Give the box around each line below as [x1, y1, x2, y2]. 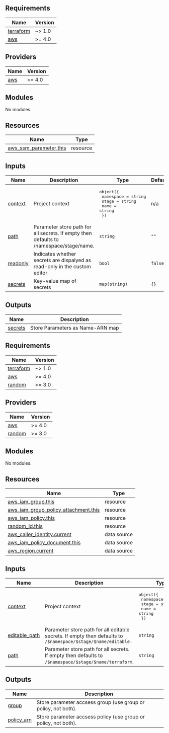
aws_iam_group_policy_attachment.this [8, 507, 100, 514]
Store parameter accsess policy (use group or [36, 713, 145, 720]
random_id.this [8, 523, 43, 530]
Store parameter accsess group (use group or [36, 699, 145, 706]
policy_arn [8, 716, 32, 723]
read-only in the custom [33, 263, 92, 270]
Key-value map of [33, 278, 76, 285]
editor [33, 269, 48, 276]
